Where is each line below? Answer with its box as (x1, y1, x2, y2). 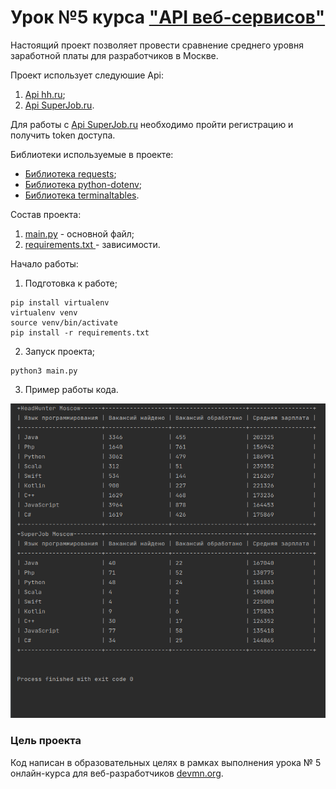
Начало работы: (10, 257, 79, 270)
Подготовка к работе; (24, 277, 118, 289)
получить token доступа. (10, 129, 116, 141)
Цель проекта (10, 734, 82, 748)
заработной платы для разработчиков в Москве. (10, 49, 219, 61)
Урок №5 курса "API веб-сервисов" (10, 6, 326, 29)
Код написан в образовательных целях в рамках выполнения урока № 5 (10, 756, 322, 768)
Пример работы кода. (24, 383, 119, 395)
